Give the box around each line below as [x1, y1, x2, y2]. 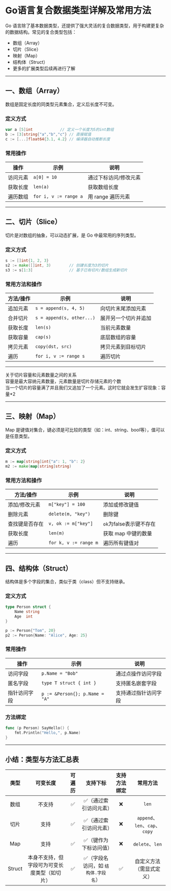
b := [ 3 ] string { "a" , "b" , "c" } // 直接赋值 [5, 131, 92, 137]
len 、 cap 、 [134, 821, 161, 829]
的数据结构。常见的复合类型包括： [5, 29, 77, 35]
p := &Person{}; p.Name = [41, 691, 104, 697]
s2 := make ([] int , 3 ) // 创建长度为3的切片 [5, 263, 109, 268]
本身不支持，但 [27, 854, 64, 861]
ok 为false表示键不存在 [103, 520, 156, 528]
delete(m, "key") [48, 511, 91, 517]
